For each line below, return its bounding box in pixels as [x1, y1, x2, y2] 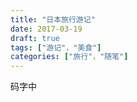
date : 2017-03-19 [10, 24, 83, 34]
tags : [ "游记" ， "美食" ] [10, 42, 102, 53]
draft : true [10, 33, 60, 43]
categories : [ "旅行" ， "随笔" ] [10, 52, 129, 62]
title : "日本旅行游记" [10, 14, 96, 25]
